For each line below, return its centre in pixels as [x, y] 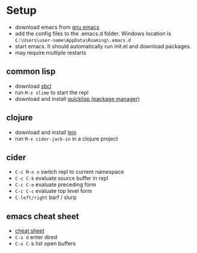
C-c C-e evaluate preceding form [56, 184]
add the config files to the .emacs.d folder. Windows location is [93, 33]
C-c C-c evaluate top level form [53, 191]
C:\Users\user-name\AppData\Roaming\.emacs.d [73, 40]
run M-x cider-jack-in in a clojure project [66, 138]
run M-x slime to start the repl [52, 92]
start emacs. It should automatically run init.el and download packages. [103, 46]
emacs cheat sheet [43, 216]
